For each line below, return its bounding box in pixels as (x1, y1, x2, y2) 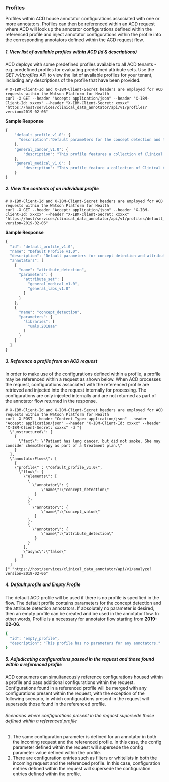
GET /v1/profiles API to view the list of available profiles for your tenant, (5, 72, 153, 78)
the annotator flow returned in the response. (5, 398, 97, 404)
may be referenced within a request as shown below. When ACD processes (5, 376, 161, 382)
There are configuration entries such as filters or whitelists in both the (12, 755, 157, 761)
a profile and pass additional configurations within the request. (5, 679, 135, 686)
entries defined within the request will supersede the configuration (12, 766, 151, 772)
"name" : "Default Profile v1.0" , (10, 249, 80, 254)
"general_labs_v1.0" (27, 286, 71, 291)
